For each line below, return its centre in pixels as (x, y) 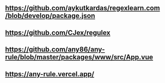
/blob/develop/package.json (50, 16)
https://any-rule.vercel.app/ (50, 74)
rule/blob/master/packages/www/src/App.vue (79, 57)
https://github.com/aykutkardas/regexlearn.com (82, 8)
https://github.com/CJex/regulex (58, 32)
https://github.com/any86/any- (55, 50)
